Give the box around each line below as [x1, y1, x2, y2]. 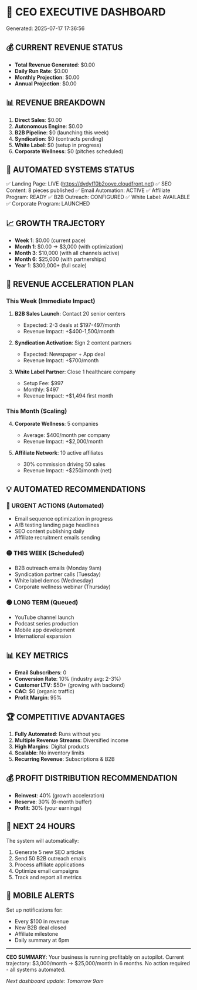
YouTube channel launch [14, 614, 74, 621]
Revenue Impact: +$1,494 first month [23, 392, 114, 399]
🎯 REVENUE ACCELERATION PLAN [6, 279, 134, 289]
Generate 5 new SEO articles [14, 848, 84, 856]
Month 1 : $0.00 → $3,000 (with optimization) [14, 243, 124, 250]
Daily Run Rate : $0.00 [14, 67, 69, 74]
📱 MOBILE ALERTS [6, 890, 74, 900]
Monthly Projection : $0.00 [14, 74, 80, 81]
